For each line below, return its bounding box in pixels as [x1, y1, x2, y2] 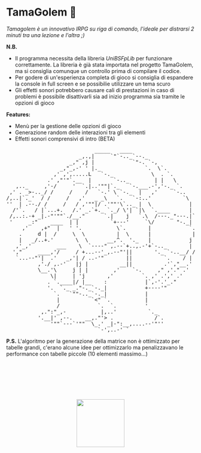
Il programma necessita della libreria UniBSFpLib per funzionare [14, 54, 172, 62]
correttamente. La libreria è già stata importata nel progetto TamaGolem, [14, 61, 193, 68]
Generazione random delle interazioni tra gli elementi [14, 129, 145, 136]
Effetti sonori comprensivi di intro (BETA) [14, 135, 115, 142]
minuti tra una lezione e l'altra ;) [6, 31, 85, 38]
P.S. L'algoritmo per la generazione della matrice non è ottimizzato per [6, 338, 181, 345]
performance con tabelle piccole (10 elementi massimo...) [6, 350, 148, 357]
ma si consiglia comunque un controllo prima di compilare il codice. [14, 67, 181, 74]
